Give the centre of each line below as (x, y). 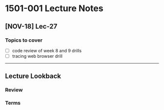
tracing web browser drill (37, 56)
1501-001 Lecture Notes (54, 8)
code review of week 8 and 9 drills (47, 50)
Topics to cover (24, 40)
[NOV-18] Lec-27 (31, 26)
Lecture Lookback (33, 76)
